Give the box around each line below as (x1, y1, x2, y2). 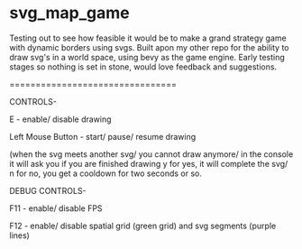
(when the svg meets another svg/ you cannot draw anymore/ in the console (9, 148, 294, 160)
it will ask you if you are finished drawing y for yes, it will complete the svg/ (9, 158, 288, 169)
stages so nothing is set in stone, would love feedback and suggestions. (9, 61, 278, 72)
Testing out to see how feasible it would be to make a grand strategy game (9, 32, 287, 43)
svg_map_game (9, 3, 130, 23)
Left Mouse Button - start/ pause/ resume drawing (9, 131, 197, 142)
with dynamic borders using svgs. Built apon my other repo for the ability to (9, 41, 290, 52)
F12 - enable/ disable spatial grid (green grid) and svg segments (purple (9, 220, 277, 231)
